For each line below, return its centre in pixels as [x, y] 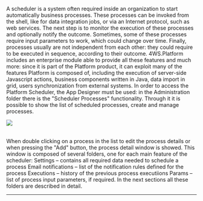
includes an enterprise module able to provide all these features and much [99, 60]
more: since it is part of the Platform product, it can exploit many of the [94, 66]
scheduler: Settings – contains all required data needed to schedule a [92, 160]
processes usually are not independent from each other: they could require [100, 47]
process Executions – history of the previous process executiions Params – [99, 173]
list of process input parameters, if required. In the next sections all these [97, 180]
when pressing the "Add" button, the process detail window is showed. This [101, 148]
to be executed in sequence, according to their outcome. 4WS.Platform [95, 53]
